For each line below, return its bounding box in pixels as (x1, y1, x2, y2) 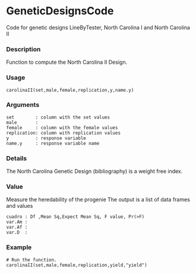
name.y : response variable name (6, 140, 100, 147)
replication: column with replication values (6, 130, 121, 136)
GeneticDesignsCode (6, 4, 114, 18)
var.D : (6, 229, 28, 236)
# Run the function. (6, 257, 58, 263)
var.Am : (6, 219, 28, 225)
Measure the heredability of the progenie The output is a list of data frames (6, 196, 190, 203)
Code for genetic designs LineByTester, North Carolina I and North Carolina (6, 24, 190, 31)
